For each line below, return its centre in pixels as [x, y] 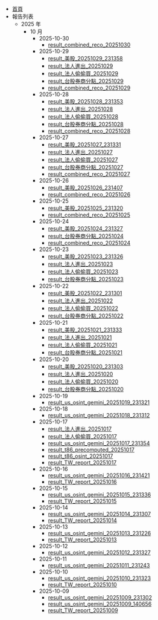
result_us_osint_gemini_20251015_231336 [100, 494]
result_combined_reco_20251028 [89, 131]
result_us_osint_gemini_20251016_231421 [99, 475]
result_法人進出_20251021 [80, 337]
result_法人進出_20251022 [81, 301]
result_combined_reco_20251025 [89, 215]
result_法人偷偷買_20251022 [83, 308]
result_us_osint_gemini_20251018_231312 [99, 415]
